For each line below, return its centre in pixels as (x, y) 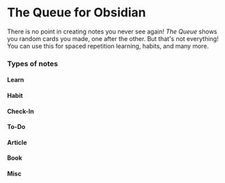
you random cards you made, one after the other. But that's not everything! (113, 38)
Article (17, 142)
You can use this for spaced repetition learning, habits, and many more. (108, 46)
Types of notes (33, 64)
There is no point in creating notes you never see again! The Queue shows (112, 31)
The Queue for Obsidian (76, 13)
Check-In (21, 111)
